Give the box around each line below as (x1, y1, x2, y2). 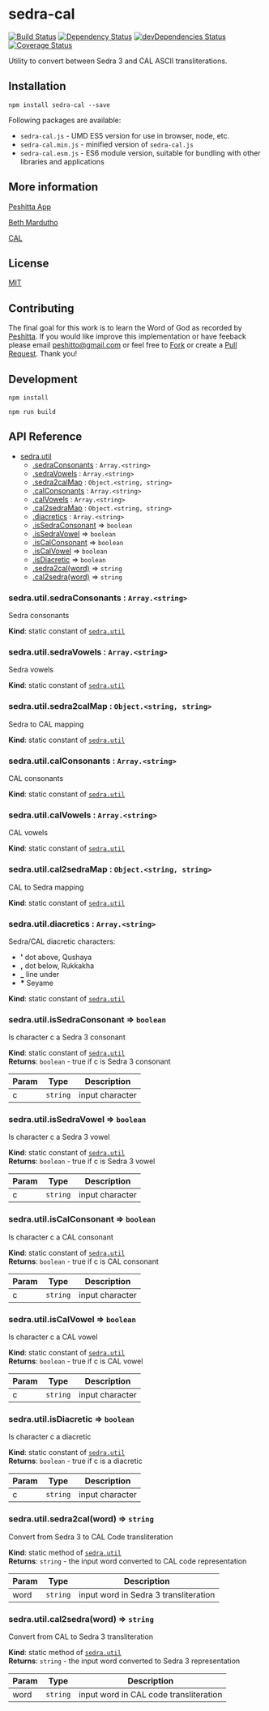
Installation (8, 79, 66, 93)
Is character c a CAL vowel (8, 1332, 98, 1342)
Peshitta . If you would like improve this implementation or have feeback (8, 331, 247, 341)
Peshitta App (8, 202, 51, 211)
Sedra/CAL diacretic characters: (8, 937, 116, 946)
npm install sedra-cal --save (8, 100, 111, 109)
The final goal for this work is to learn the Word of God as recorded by (8, 323, 243, 333)
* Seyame (19, 978, 54, 988)
